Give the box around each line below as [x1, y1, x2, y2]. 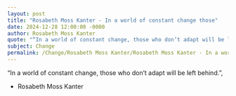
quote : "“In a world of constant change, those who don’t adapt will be [7, 36, 225, 43]
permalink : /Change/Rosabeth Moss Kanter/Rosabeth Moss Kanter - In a [7, 50, 218, 57]
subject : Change [7, 43, 55, 50]
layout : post [7, 10, 46, 18]
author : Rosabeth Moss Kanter [7, 29, 96, 37]
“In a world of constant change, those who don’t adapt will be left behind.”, [7, 68, 223, 77]
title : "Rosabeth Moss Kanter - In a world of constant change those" [7, 17, 218, 24]
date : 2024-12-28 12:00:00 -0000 [7, 23, 105, 30]
